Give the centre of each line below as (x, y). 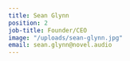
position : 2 (28, 23)
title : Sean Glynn (39, 15)
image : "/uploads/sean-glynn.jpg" (66, 38)
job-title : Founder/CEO (48, 30)
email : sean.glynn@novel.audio (60, 45)
